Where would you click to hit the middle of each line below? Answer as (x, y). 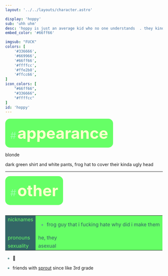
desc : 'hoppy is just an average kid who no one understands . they (79, 28)
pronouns (19, 238)
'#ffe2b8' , (25, 70)
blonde (12, 155)
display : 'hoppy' (23, 19)
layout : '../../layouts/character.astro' (49, 10)
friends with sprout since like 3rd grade (53, 268)
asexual (47, 246)
